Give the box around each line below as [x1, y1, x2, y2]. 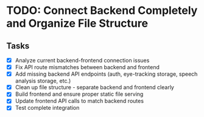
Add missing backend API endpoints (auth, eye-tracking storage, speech [15, 70, 198, 78]
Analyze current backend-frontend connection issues [15, 57, 150, 64]
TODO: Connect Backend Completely [6, 4, 198, 18]
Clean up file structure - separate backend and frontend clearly [15, 84, 175, 91]
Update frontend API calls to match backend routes [15, 98, 144, 105]
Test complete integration [15, 104, 80, 112]
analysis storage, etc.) [15, 77, 71, 85]
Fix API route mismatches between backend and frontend [15, 64, 160, 71]
